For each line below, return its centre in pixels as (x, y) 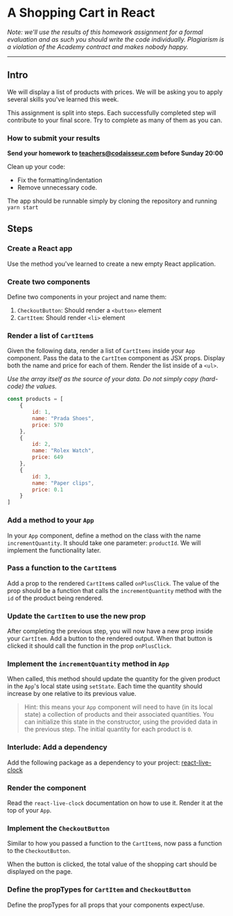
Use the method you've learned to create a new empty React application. (112, 264)
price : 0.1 (48, 490)
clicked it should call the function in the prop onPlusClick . (89, 646)
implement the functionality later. (54, 550)
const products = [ (35, 399)
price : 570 (48, 425)
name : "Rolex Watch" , (63, 451)
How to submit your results (54, 138)
